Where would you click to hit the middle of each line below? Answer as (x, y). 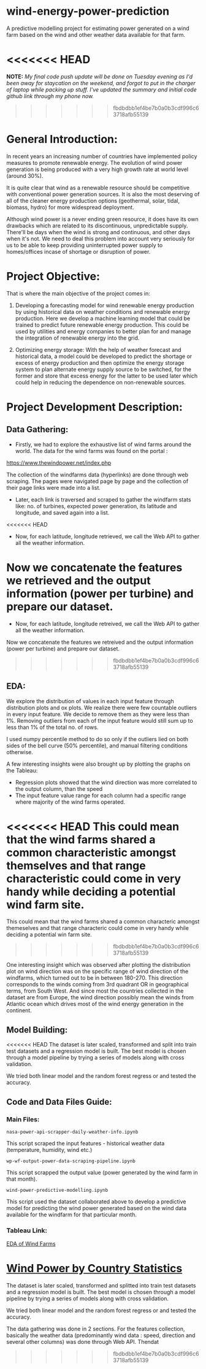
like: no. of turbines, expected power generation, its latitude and (96, 506)
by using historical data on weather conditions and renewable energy (102, 311)
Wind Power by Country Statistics (94, 1269)
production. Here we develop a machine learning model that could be (103, 318)
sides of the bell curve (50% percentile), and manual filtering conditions (97, 746)
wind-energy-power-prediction (88, 11)
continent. (19, 1010)
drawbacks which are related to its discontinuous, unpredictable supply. (97, 226)
